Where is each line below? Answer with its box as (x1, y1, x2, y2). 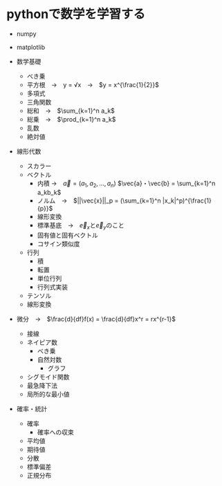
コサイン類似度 (37, 239, 80, 247)
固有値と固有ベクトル (37, 231, 98, 239)
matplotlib (16, 43, 46, 51)
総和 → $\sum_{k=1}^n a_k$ (26, 106, 115, 115)
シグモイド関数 (26, 373, 70, 381)
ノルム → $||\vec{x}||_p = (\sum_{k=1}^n (37, 196, 161, 205)
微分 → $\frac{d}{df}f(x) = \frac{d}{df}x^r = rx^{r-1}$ (16, 315, 176, 323)
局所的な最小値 (26, 390, 70, 398)
